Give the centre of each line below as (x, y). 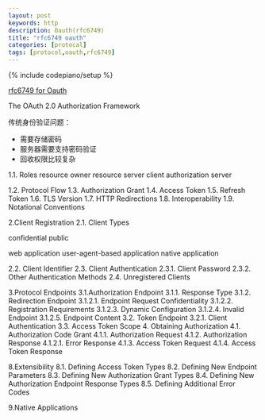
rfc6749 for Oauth (38, 91)
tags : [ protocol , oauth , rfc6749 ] (61, 52)
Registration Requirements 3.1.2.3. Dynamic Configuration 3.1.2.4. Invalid (126, 309)
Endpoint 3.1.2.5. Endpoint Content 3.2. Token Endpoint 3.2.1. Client (118, 318)
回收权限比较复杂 (48, 159)
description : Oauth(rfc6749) (56, 30)
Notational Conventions (47, 207)
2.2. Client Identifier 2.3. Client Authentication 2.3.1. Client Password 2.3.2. (130, 268)
